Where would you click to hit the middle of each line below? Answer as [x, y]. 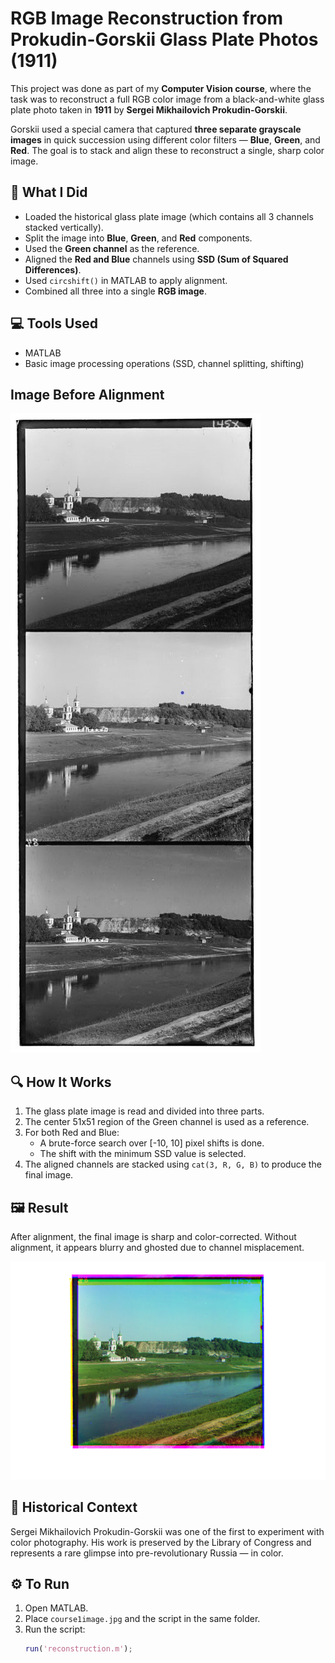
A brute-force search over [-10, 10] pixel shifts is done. [152, 1143]
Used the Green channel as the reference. [112, 248]
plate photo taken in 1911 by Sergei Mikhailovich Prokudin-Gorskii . [149, 109]
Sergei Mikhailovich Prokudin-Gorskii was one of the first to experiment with [167, 1531]
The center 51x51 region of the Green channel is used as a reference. [167, 1122]
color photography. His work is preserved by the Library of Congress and [161, 1542]
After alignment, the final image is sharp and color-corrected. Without [153, 1236]
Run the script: [55, 1629]
